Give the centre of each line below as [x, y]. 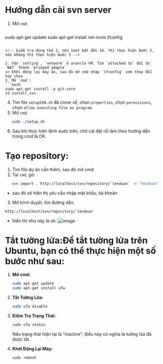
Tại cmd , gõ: [23, 174]
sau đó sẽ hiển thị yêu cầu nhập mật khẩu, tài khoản [65, 193]
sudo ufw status [29, 325]
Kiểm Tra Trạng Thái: [34, 316]
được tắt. [21, 339]
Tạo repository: [37, 156]
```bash [13, 85]
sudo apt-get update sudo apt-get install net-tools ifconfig [64, 37]
